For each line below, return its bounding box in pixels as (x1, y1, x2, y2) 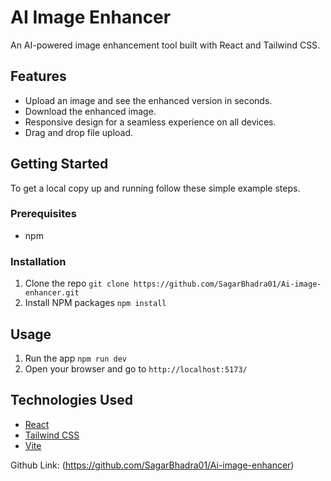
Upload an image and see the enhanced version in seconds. (24, 94, 273, 106)
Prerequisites (10, 207, 77, 221)
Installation (10, 254, 67, 268)
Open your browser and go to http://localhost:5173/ (24, 362, 248, 375)
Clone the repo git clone (24, 277, 130, 290)
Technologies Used (10, 392, 133, 409)
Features (10, 68, 67, 85)
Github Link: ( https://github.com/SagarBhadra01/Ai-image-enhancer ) (10, 459, 295, 471)
